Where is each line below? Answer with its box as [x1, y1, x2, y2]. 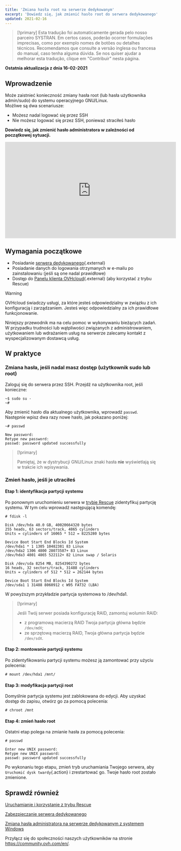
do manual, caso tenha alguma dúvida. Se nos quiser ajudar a [17, 50, 141, 56]
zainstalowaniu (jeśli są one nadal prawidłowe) [12, 270, 106, 276]
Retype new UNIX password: [5, 751, 60, 756]
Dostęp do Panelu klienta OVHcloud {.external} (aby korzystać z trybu [12, 276, 152, 282]
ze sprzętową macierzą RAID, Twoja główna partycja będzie [24, 630, 145, 636]
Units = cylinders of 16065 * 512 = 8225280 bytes [5, 531, 110, 536]
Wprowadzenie [5, 79, 52, 88]
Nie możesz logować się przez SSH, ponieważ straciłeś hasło [12, 118, 136, 123]
